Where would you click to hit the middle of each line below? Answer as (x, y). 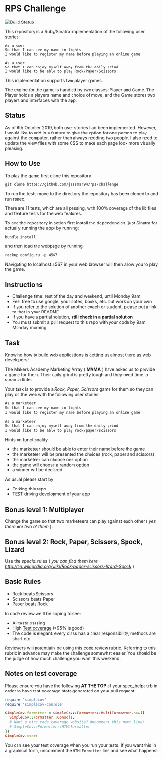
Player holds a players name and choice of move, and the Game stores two (80, 95)
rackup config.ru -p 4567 (31, 255)
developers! (17, 360)
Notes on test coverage (41, 674)
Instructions (24, 284)
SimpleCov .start (21, 736)
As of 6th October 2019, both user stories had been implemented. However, (81, 127)
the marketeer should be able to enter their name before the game (78, 449)
